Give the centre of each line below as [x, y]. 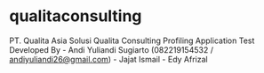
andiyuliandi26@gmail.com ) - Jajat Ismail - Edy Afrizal [108, 59]
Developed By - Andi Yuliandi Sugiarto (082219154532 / [111, 49]
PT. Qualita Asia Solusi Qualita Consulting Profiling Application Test [132, 40]
